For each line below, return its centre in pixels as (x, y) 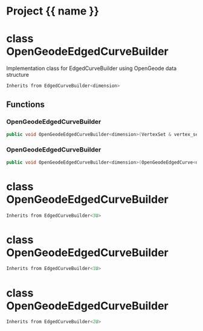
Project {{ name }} (53, 11)
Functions (26, 105)
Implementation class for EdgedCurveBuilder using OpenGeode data (92, 68)
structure (18, 75)
